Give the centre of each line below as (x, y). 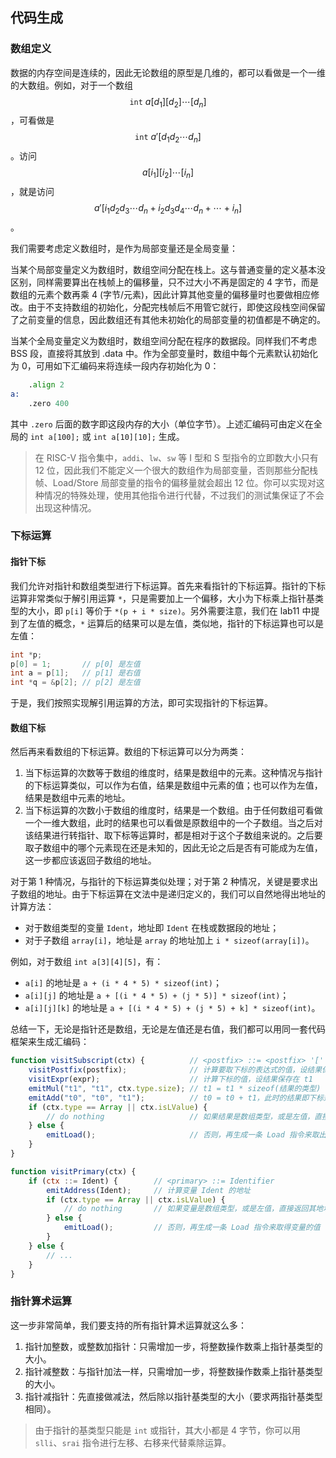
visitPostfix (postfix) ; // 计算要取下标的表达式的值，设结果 (175, 1070)
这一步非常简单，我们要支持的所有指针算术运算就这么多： (128, 1325)
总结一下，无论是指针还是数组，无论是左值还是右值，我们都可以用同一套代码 (168, 1029)
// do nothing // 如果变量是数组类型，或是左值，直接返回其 (190, 1209)
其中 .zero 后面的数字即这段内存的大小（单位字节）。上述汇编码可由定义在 (162, 424)
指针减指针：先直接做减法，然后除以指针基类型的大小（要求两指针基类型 (173, 1396)
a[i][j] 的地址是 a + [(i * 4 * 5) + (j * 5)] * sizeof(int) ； (157, 995)
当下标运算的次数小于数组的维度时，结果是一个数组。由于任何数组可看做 (173, 810)
